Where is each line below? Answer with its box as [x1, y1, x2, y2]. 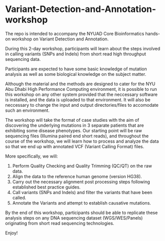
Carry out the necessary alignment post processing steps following [12, 179, 150, 185]
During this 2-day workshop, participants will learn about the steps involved [5, 45, 161, 51]
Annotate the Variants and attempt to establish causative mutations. [12, 200, 152, 206]
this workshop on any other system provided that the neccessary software [5, 91, 158, 97]
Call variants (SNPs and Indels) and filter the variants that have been [12, 189, 153, 195]
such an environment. [5, 107, 50, 113]
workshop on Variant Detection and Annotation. [11, 36, 109, 42]
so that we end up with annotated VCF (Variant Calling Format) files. [5, 143, 144, 149]
